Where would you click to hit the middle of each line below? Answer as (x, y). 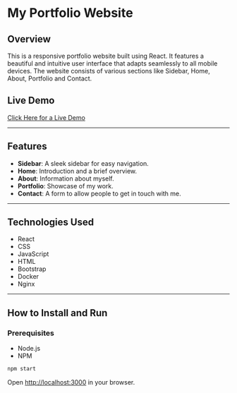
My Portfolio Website (70, 13)
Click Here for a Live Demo (47, 117)
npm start (22, 369)
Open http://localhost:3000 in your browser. (71, 382)
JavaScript (33, 254)
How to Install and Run (57, 313)
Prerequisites (31, 333)
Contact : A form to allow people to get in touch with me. (99, 193)
